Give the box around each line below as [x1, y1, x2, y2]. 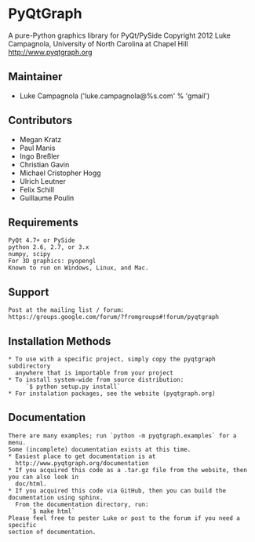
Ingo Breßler [19, 151, 60, 161]
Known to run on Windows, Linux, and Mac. [8, 264, 149, 272]
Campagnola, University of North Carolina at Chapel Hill [8, 38, 188, 48]
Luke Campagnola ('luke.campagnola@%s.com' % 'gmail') [19, 91, 210, 101]
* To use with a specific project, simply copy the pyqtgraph [8, 355, 216, 363]
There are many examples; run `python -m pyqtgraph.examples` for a [8, 431, 237, 440]
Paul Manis [19, 143, 56, 152]
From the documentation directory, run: [15, 500, 149, 508]
